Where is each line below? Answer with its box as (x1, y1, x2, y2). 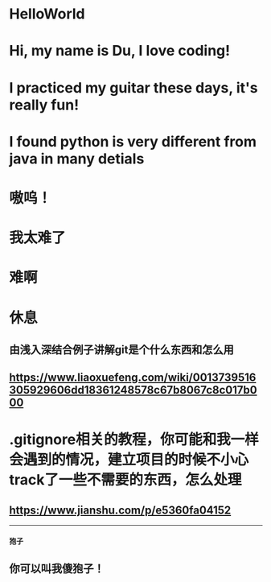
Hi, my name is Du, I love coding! (9, 42, 231, 60)
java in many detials (9, 150, 145, 167)
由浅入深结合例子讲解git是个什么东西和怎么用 (9, 343, 234, 357)
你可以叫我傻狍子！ (9, 562, 105, 576)
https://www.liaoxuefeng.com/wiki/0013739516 (9, 371, 257, 385)
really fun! (9, 96, 80, 114)
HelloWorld (9, 5, 85, 23)
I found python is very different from (9, 132, 257, 151)
